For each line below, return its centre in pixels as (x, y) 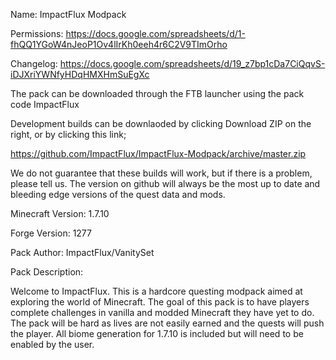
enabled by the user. (52, 344)
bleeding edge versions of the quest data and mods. (118, 194)
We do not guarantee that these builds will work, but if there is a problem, (161, 173)
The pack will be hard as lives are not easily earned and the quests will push (167, 323)
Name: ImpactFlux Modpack (68, 14)
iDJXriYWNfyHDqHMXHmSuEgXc (80, 74)
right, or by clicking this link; (68, 134)
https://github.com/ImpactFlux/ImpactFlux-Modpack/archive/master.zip (158, 153)
